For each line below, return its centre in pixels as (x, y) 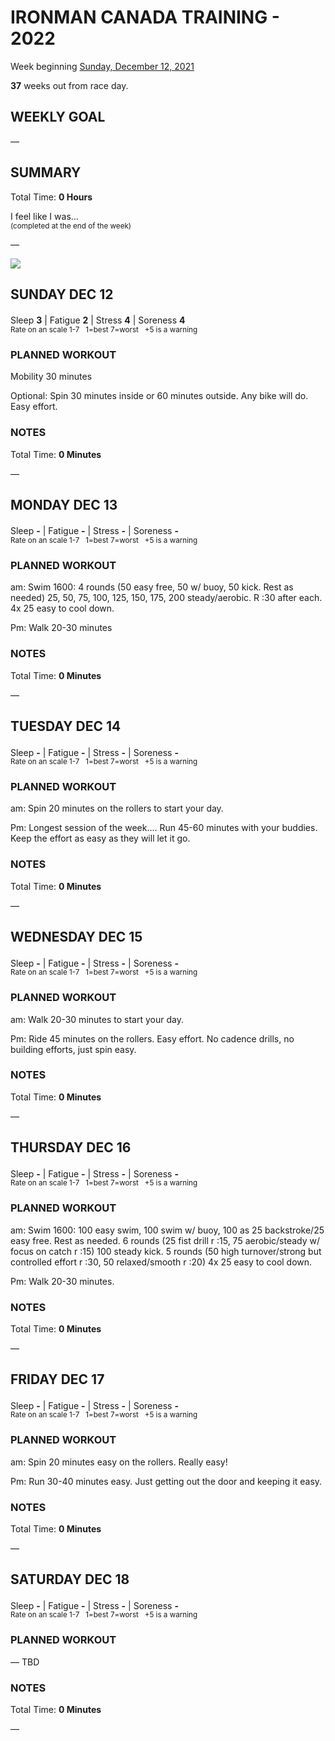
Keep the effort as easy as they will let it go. (100, 838)
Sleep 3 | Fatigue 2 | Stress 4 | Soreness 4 (98, 320)
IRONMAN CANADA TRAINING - (145, 17)
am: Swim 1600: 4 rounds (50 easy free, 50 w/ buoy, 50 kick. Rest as (152, 587)
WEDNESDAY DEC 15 (76, 937)
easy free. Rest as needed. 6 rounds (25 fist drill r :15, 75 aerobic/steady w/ (165, 1240)
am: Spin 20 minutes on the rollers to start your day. (117, 808)
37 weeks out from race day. (69, 85)
